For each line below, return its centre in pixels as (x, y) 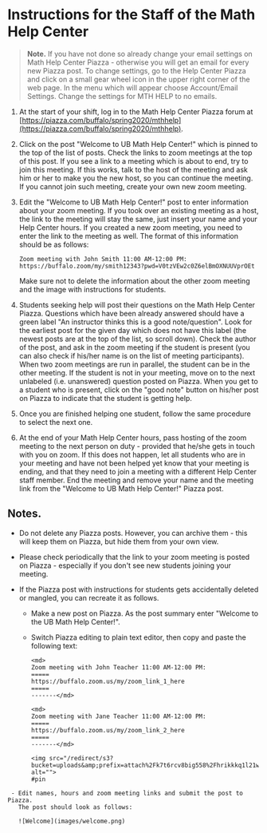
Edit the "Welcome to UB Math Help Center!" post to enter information (133, 202)
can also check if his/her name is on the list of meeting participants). (132, 355)
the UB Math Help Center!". (75, 621)
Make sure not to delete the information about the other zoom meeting (134, 280)
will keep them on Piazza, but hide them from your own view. (119, 541)
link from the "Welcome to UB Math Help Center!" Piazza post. (121, 488)
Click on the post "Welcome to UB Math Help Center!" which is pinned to (138, 144)
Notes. (24, 514)
